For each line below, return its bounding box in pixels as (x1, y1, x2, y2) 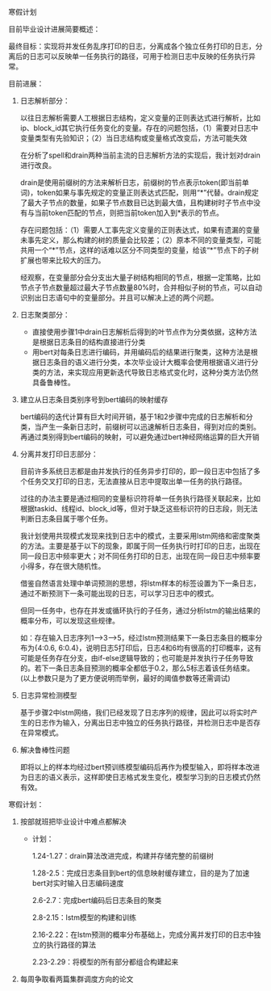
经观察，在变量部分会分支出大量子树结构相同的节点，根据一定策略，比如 (19, 273, 261, 282)
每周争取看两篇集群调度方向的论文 (19, 974, 134, 984)
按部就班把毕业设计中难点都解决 (19, 817, 127, 826)
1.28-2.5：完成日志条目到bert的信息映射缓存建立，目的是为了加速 (31, 868, 250, 878)
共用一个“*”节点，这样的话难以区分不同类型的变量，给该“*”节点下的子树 (19, 246, 260, 254)
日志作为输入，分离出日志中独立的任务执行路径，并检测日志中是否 (34, 718, 254, 727)
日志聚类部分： (19, 310, 70, 319)
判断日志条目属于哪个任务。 (19, 514, 113, 523)
